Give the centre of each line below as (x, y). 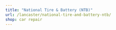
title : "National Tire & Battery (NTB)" (49, 10)
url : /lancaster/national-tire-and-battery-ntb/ (58, 15)
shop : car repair (24, 19)
